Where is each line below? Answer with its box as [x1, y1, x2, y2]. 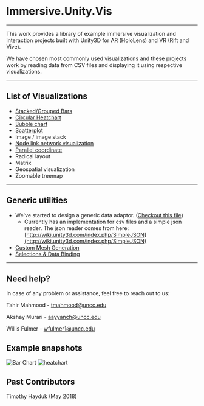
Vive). [6, 43, 21, 50]
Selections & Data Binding [15, 250, 80, 257]
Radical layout [15, 152, 50, 159]
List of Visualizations [6, 91, 88, 102]
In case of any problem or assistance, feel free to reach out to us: [6, 290, 170, 297]
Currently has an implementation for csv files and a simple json [24, 218, 182, 225]
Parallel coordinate [15, 146, 63, 153]
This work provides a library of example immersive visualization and [6, 30, 176, 37]
